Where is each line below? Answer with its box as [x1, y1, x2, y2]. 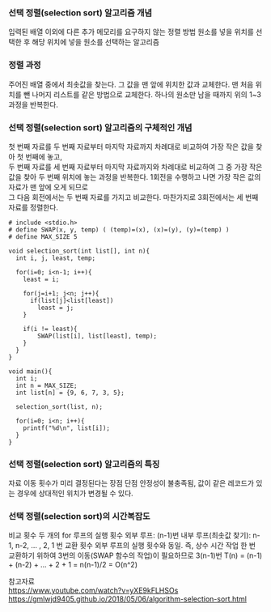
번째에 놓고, [25, 151, 63, 161]
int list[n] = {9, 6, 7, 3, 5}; [15, 389, 125, 397]
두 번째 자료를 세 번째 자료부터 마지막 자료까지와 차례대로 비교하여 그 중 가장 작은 [8, 162, 263, 172]
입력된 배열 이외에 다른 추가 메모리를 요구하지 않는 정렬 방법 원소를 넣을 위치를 [8, 27, 255, 37]
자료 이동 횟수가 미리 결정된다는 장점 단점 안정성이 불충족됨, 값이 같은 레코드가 [8, 478, 255, 488]
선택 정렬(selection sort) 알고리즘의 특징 [8, 458, 160, 470]
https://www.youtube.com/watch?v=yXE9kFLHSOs [8, 585, 179, 596]
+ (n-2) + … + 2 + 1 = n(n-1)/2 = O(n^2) [8, 560, 138, 570]
